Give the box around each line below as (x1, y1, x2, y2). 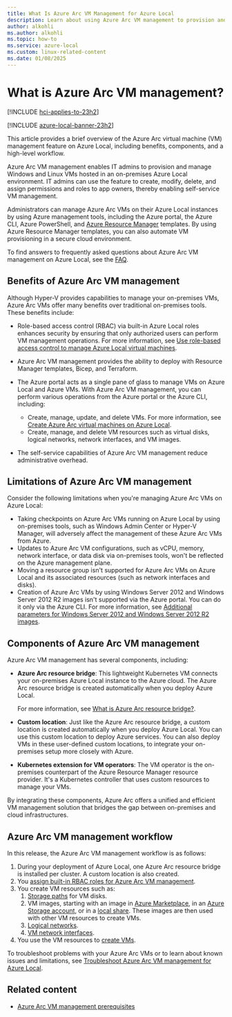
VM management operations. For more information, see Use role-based (17, 336, 221, 345)
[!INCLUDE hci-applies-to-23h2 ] (7, 108, 99, 116)
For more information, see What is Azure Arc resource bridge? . (17, 705, 196, 713)
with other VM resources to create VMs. (27, 913, 142, 922)
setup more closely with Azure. (45, 747, 133, 756)
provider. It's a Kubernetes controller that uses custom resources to (17, 775, 210, 784)
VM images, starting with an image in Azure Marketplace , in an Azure (27, 899, 224, 907)
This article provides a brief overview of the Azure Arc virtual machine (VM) (7, 134, 222, 142)
